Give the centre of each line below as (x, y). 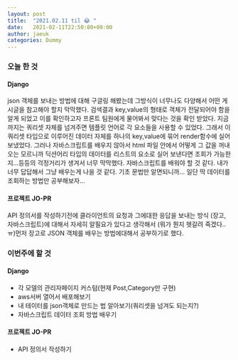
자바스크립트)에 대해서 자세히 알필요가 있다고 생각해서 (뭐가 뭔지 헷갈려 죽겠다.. (117, 224)
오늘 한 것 (22, 67)
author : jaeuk (28, 34)
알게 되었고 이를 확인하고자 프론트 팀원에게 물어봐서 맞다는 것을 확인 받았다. (112, 119)
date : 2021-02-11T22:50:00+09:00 (60, 27)
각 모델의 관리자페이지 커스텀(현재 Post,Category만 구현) (97, 287)
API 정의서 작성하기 (45, 349)
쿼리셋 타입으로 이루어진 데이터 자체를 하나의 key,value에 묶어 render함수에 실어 (119, 137)
